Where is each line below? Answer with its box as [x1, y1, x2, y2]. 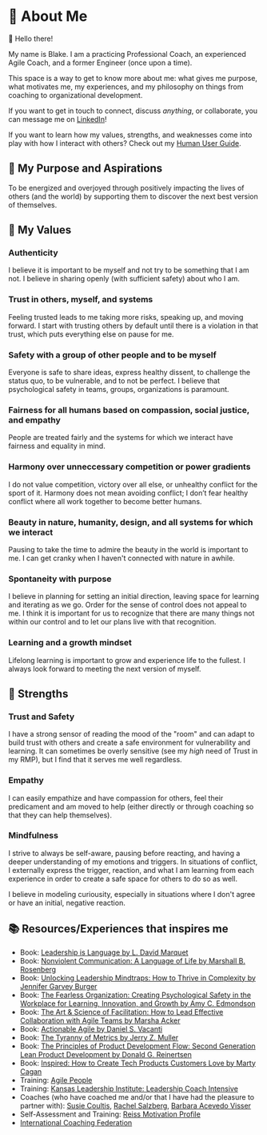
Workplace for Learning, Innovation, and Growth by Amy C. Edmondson [19, 998, 256, 1008]
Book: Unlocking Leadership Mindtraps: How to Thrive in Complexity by [19, 973, 256, 983]
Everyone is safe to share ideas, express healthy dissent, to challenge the [8, 368, 250, 378]
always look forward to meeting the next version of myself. [8, 664, 201, 673]
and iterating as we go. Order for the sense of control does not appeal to [8, 600, 247, 610]
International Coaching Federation [19, 1117, 133, 1127]
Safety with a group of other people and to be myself [8, 349, 217, 360]
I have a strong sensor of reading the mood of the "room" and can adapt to [8, 729, 255, 739]
